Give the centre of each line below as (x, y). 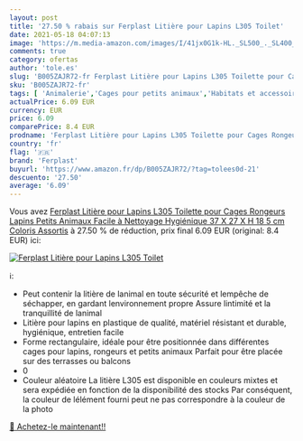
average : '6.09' (40, 186)
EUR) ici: (25, 240)
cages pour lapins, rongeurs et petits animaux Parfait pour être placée (152, 352)
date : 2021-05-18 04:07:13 (60, 34)
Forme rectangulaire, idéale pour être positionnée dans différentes (146, 342)
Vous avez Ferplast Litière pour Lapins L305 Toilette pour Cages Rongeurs (147, 211)
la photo (38, 409)
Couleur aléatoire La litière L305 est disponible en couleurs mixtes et (150, 380)
